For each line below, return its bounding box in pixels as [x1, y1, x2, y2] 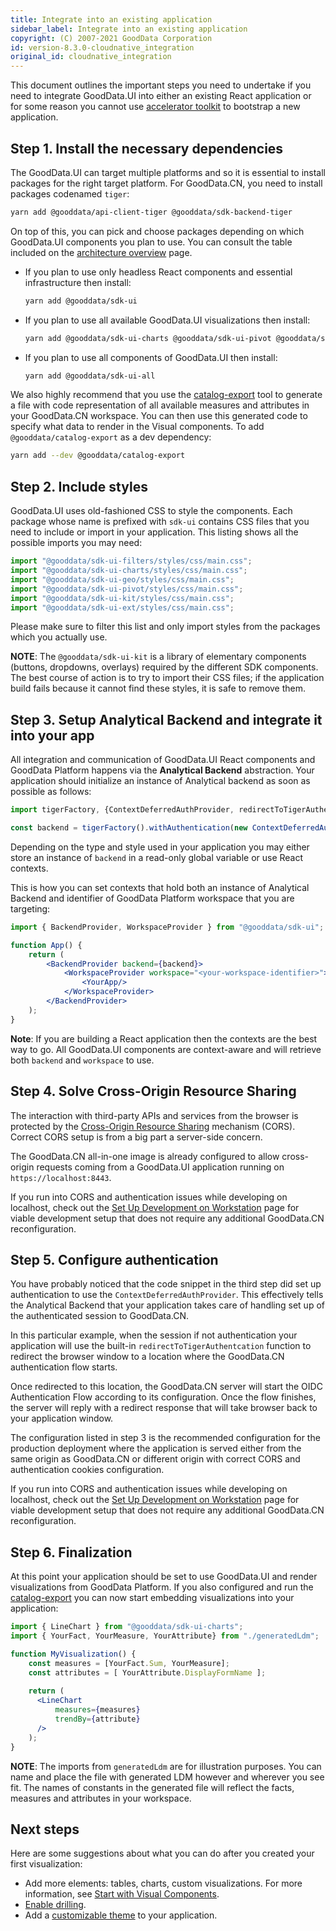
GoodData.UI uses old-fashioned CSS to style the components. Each [10, 505, 293, 517]
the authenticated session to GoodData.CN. [10, 1310, 190, 1322]
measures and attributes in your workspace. [10, 1792, 192, 1804]
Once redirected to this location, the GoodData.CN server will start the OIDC [10, 1381, 323, 1393]
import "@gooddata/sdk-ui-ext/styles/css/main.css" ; [10, 602, 235, 613]
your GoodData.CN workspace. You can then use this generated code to [10, 410, 308, 422]
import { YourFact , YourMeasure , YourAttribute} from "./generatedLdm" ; [10, 1631, 320, 1641]
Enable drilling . [24, 1899, 87, 1911]
